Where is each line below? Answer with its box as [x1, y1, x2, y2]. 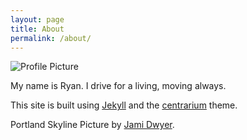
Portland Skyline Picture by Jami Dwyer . [10, 119, 175, 131]
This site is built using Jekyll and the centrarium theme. [10, 99, 238, 111]
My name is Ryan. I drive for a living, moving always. [10, 80, 227, 92]
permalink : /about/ [10, 33, 92, 43]
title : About [10, 24, 65, 34]
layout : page [10, 14, 65, 25]
